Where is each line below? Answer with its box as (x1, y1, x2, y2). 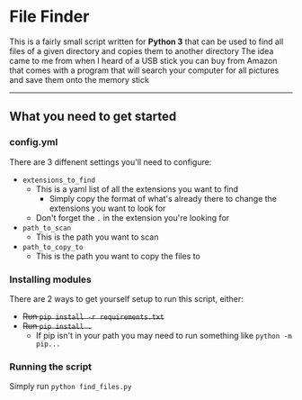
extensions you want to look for (49, 203, 166, 214)
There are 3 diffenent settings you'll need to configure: (9, 156, 212, 168)
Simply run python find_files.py (9, 381, 132, 392)
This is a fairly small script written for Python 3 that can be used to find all (9, 36, 284, 47)
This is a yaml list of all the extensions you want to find (35, 183, 239, 195)
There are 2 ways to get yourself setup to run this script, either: (9, 293, 244, 304)
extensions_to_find (22, 176, 96, 185)
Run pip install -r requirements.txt (22, 311, 164, 322)
